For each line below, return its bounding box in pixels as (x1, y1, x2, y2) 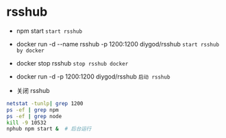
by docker (16, 47, 45, 54)
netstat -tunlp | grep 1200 (6, 100, 84, 107)
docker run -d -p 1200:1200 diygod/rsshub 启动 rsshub (16, 72, 171, 81)
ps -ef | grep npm (6, 107, 59, 113)
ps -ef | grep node (6, 113, 62, 120)
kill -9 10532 (6, 119, 47, 126)
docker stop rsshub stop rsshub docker (16, 59, 129, 67)
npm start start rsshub (16, 27, 83, 35)
